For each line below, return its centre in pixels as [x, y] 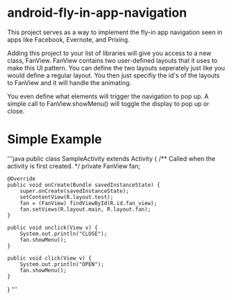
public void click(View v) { [49, 258]
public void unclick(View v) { [53, 227]
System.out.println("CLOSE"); [64, 234]
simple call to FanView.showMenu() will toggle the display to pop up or [108, 103]
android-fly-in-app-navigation [97, 13]
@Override [22, 179]
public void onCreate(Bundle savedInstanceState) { [84, 185]
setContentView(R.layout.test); [67, 197]
